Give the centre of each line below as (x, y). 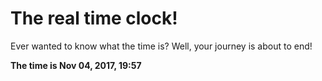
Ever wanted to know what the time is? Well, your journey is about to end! (161, 46)
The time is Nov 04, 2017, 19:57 (76, 65)
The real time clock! (94, 18)
